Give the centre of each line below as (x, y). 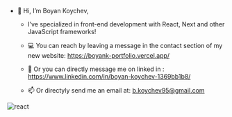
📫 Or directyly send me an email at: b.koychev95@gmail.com (116, 90)
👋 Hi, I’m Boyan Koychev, (53, 11)
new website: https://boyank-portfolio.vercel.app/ (99, 55)
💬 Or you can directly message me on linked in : (96, 69)
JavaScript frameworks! (62, 32)
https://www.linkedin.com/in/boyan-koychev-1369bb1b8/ (109, 76)
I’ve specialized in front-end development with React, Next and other (126, 24)
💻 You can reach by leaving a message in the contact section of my (125, 46)
